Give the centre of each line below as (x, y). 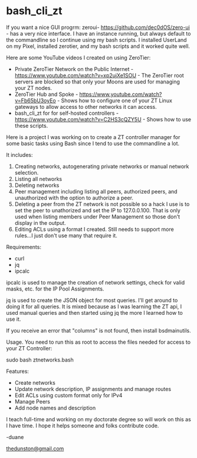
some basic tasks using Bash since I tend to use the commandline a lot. (93, 143)
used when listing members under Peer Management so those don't (97, 217)
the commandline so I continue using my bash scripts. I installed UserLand (96, 40)
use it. (14, 319)
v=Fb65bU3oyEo (35, 100)
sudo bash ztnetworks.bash (40, 360)
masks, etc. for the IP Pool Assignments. (55, 289)
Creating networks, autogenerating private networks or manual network (102, 166)
